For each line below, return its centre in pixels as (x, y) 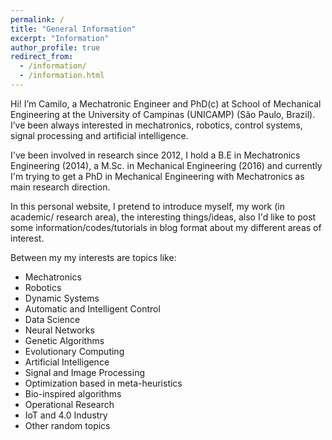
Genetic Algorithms (64, 340)
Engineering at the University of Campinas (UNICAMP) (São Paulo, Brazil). (163, 114)
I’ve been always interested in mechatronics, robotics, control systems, (156, 125)
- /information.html (62, 76)
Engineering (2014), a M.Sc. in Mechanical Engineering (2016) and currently (166, 165)
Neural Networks (59, 330)
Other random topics (67, 425)
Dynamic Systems (62, 298)
